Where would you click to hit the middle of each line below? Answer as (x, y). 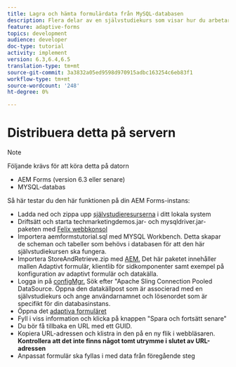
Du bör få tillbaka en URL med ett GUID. (74, 326)
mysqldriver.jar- (183, 222)
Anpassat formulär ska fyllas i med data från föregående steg (106, 356)
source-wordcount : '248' (44, 86)
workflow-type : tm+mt (39, 79)
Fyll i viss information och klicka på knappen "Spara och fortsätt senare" (122, 319)
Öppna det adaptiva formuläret (62, 311)
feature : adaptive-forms (44, 27)
